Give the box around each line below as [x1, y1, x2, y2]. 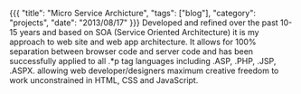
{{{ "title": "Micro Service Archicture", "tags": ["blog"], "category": [9, 8, 256, 18]
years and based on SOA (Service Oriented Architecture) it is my [19, 27, 259, 37]
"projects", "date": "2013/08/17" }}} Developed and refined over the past [9, 17, 278, 28]
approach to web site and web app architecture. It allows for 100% [9, 36, 257, 47]
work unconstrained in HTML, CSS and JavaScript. [9, 75, 199, 85]
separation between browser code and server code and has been [9, 46, 254, 57]
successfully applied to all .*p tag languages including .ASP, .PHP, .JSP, [9, 56, 277, 66]
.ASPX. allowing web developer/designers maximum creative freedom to [9, 65, 279, 76]
